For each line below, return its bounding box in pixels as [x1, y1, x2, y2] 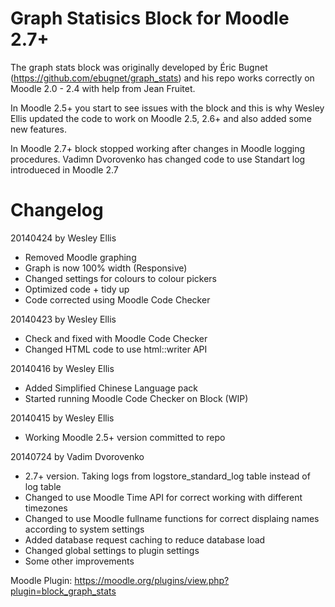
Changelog [10, 199, 104, 222]
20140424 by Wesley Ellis [10, 232, 117, 244]
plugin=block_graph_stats [10, 585, 117, 597]
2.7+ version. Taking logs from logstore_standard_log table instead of [24, 470, 311, 482]
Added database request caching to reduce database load [24, 533, 266, 546]
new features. [10, 123, 67, 135]
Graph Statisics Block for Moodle [10, 7, 290, 30]
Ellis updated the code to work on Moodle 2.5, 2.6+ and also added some [10, 112, 312, 124]
